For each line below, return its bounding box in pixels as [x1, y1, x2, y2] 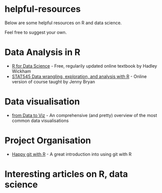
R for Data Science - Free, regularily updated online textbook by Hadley [11, 63, 158, 69]
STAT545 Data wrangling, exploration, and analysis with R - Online [11, 73, 147, 79]
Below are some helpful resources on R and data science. [4, 20, 122, 26]
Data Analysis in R [4, 47, 81, 58]
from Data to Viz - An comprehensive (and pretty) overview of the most [11, 112, 158, 118]
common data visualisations [11, 117, 69, 123]
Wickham [11, 68, 32, 74]
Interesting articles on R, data [4, 168, 128, 180]
